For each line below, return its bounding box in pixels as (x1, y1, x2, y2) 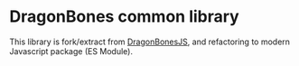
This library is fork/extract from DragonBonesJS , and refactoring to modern (9, 36, 291, 47)
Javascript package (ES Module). (9, 45, 134, 56)
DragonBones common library (9, 6, 239, 27)
